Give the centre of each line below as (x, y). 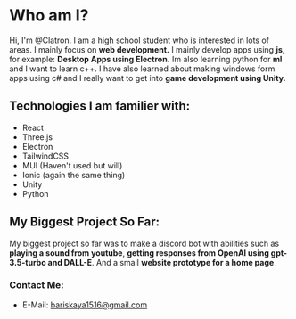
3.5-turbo (28, 262)
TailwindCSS (45, 156)
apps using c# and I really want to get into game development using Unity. (148, 78)
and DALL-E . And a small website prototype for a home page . (162, 262)
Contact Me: (37, 285)
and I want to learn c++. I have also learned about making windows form (142, 69)
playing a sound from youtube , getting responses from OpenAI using (139, 253)
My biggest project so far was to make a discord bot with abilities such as (144, 243)
